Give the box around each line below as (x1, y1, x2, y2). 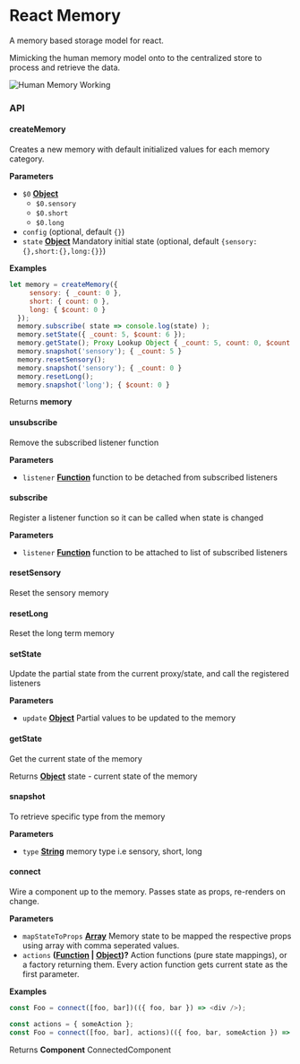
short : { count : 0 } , (29, 297, 110, 306)
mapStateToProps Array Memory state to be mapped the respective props (21, 930, 292, 942)
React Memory (9, 5, 121, 26)
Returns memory (9, 397, 73, 407)
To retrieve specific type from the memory (9, 811, 166, 822)
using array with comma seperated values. (21, 940, 180, 951)
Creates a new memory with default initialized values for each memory (9, 144, 270, 155)
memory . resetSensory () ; (17, 355, 106, 364)
